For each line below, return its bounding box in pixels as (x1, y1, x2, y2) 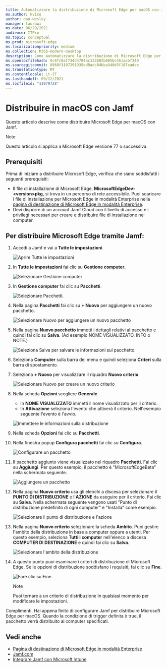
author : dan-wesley (5, 16, 46, 21)
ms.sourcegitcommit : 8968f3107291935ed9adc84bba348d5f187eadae (5, 62, 139, 67)
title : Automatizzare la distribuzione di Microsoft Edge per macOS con (5, 7, 159, 12)
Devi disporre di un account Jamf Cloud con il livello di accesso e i (12, 207, 149, 213)
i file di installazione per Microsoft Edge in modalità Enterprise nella (12, 196, 150, 202)
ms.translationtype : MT (5, 67, 55, 72)
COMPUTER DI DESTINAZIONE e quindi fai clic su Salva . (12, 540, 129, 546)
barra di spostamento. (12, 362, 58, 368)
